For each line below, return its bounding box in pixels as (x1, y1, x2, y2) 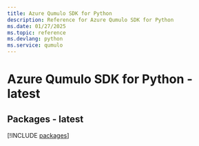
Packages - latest (7, 113, 84, 125)
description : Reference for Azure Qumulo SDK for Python (7, 16, 174, 23)
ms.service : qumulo (7, 42, 63, 49)
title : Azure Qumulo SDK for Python (7, 10, 112, 17)
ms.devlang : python (7, 36, 63, 42)
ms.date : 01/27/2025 (7, 23, 67, 29)
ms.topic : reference (7, 29, 67, 36)
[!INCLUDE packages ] (7, 132, 70, 139)
